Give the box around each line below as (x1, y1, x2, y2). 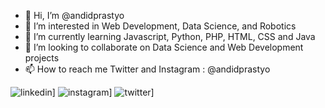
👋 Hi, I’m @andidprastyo (24, 10, 125, 21)
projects (24, 52, 60, 64)
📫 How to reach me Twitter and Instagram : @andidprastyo (24, 63, 271, 75)
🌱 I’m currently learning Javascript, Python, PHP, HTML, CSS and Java (24, 31, 316, 42)
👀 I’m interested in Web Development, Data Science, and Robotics (24, 20, 297, 32)
